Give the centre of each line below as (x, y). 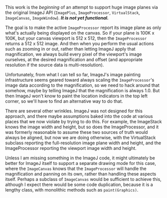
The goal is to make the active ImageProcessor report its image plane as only (83, 28)
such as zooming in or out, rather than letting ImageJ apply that (70, 49)
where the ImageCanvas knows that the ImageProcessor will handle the (76, 168)
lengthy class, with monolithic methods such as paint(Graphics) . (72, 190)
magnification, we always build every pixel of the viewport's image (74, 54)
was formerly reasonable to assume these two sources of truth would (77, 132)
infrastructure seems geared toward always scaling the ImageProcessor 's (80, 80)
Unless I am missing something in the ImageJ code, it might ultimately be (80, 158)
